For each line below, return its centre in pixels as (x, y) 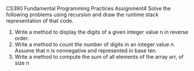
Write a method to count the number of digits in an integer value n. (95, 44)
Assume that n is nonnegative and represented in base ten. (86, 51)
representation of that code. (40, 21)
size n (22, 63)
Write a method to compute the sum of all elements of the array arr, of (99, 57)
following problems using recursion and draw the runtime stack (82, 15)
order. (22, 38)
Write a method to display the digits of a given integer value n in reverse (101, 32)
